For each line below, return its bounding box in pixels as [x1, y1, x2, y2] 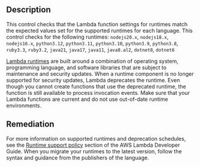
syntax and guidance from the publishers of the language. [6, 154, 150, 161]
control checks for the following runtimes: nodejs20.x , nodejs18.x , [6, 33, 169, 41]
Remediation [6, 119, 55, 129]
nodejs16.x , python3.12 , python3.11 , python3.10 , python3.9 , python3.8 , [6, 39, 178, 47]
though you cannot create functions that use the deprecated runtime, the [6, 83, 187, 90]
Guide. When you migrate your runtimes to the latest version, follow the [6, 147, 182, 154]
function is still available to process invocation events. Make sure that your [6, 89, 190, 96]
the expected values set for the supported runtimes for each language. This [6, 27, 193, 34]
